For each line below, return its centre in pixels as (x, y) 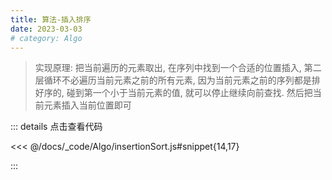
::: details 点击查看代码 (56, 127)
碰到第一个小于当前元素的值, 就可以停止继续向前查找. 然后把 (189, 93)
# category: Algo (46, 38)
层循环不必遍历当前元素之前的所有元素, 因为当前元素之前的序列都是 (173, 80)
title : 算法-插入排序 (51, 19)
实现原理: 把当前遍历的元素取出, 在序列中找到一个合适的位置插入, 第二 (178, 68)
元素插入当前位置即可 (87, 105)
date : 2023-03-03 (46, 29)
